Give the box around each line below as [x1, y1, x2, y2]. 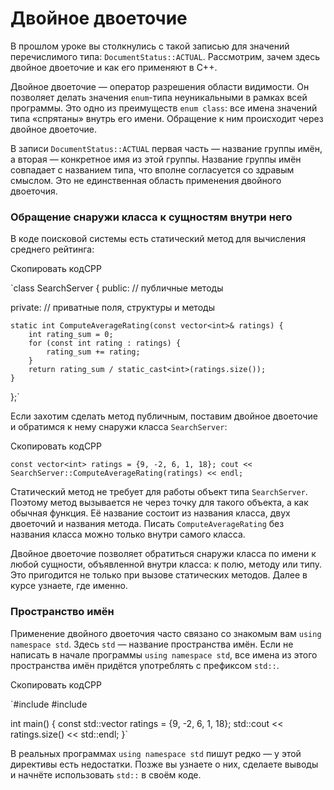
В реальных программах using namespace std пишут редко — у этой [10, 747, 302, 759]
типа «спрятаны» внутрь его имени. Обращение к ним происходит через [10, 112, 324, 124]
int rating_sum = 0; [28, 330, 114, 340]
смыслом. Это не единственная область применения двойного [10, 174, 282, 186]
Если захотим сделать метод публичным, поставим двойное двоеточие [10, 410, 318, 422]
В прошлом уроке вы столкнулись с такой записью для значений [10, 40, 290, 52]
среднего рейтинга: [10, 243, 95, 256]
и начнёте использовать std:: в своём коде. [10, 768, 202, 781]
